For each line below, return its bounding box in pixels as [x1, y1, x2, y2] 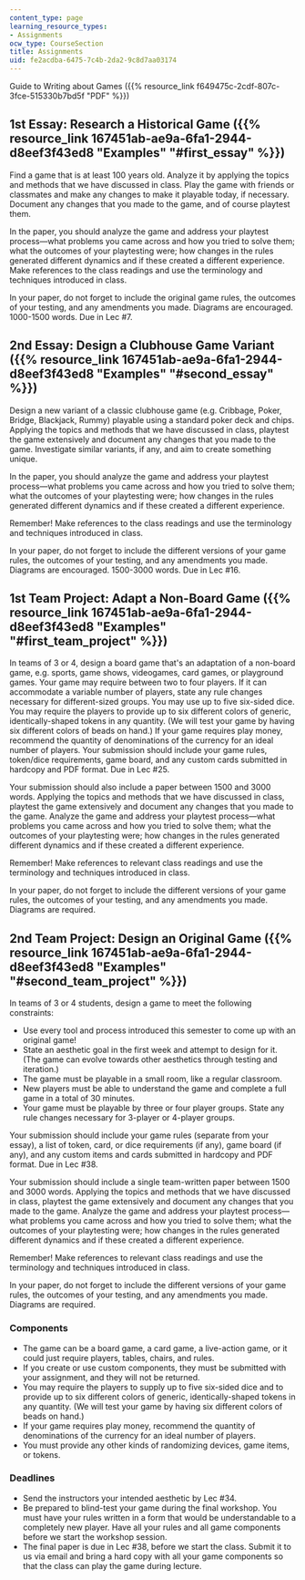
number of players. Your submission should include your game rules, [9, 745, 268, 756]
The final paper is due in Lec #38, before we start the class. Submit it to [22, 1541, 291, 1552]
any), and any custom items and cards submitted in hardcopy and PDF [9, 1150, 273, 1161]
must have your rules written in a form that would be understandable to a [22, 1512, 297, 1523]
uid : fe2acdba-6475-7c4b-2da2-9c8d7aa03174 [9, 56, 178, 65]
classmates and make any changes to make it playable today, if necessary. [9, 189, 290, 200]
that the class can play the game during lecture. [22, 1560, 202, 1571]
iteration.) [22, 1064, 59, 1075]
